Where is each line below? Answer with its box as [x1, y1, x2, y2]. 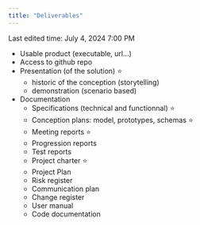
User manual [31, 200, 74, 210]
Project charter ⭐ [31, 155, 88, 165]
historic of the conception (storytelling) [31, 77, 160, 87]
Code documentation [31, 209, 101, 219]
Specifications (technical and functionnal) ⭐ [31, 103, 175, 113]
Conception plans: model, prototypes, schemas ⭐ [31, 115, 194, 124]
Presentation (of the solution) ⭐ [19, 66, 123, 75]
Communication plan [31, 184, 100, 193]
